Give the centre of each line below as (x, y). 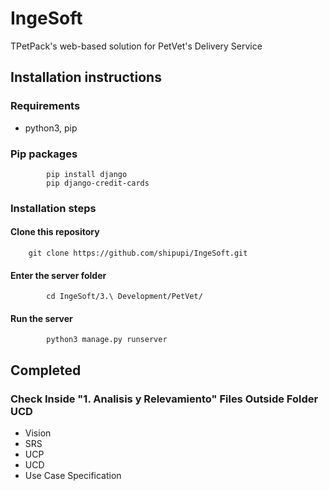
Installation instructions (86, 77)
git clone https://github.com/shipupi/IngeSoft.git (138, 253)
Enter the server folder (58, 275)
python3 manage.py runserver (107, 340)
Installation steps (53, 208)
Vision (38, 433)
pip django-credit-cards (98, 183)
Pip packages (44, 154)
